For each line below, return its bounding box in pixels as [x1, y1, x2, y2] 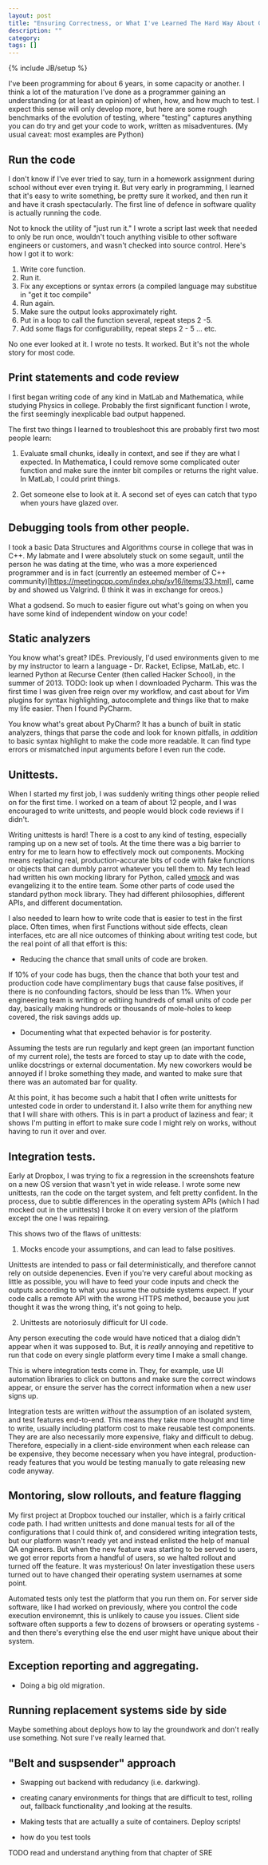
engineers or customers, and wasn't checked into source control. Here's [8, 240, 246, 250]
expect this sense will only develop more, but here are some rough [8, 105, 227, 114]
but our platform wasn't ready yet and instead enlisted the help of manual [8, 1535, 250, 1546]
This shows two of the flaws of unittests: [8, 1229, 142, 1238]
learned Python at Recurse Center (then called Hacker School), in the [8, 670, 236, 680]
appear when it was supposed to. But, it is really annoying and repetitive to [8, 1342, 254, 1351]
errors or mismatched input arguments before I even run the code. [8, 744, 226, 755]
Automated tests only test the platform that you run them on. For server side [8, 1593, 258, 1603]
